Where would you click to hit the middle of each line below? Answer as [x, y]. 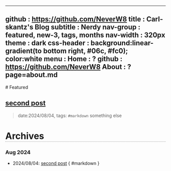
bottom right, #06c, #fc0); [85, 51]
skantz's [19, 27]
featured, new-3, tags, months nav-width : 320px [85, 35]
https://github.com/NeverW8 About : [66, 67]
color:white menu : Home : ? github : [64, 59]
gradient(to [24, 51]
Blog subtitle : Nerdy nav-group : [88, 27]
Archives [25, 136]
